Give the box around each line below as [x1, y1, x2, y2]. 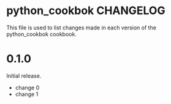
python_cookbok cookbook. [6, 30, 77, 37]
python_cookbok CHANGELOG [6, 4, 165, 18]
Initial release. [6, 72, 42, 80]
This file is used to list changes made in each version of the [6, 24, 156, 31]
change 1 [15, 90, 39, 98]
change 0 [15, 84, 40, 91]
